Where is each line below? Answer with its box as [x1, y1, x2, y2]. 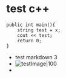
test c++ [6, 2, 50, 16]
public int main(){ [6, 22, 56, 28]
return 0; [17, 37, 42, 44]
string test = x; [17, 27, 61, 33]
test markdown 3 [15, 53, 58, 60]
